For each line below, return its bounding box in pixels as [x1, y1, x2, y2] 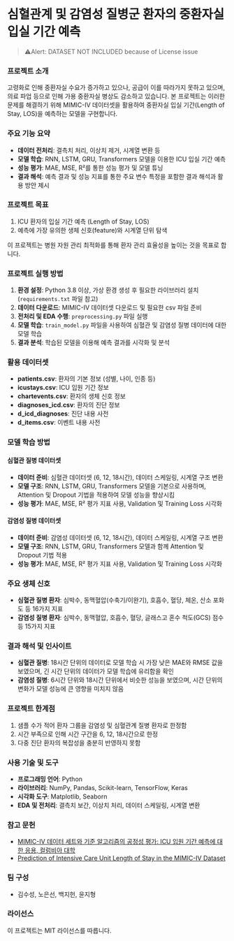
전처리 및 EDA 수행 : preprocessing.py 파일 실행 [17, 312, 148, 321]
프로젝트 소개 [7, 66, 49, 75]
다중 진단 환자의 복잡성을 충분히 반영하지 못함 [17, 738, 141, 747]
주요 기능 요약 [7, 129, 51, 138]
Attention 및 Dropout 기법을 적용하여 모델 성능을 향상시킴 [17, 490, 175, 499]
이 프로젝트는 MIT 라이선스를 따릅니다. [7, 926, 112, 935]
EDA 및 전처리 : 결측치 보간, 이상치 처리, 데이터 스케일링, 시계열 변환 [17, 801, 200, 809]
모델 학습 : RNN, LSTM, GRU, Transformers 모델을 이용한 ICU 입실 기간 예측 [17, 154, 226, 163]
